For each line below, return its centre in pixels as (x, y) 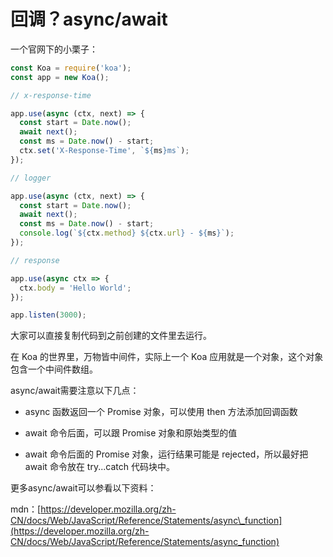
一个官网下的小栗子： (54, 49)
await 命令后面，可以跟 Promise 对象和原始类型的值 (131, 433)
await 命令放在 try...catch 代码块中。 (99, 467)
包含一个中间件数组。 (54, 369)
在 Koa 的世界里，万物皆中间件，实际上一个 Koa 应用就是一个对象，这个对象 (167, 357)
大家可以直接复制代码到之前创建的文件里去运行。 (111, 336)
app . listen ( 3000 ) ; (48, 315)
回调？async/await (89, 19)
